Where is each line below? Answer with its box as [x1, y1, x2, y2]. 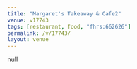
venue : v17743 [7, 17, 49, 24]
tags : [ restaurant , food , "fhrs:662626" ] [7, 23, 131, 30]
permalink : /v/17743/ [7, 29, 71, 37]
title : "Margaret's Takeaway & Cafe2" [7, 10, 121, 17]
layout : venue [7, 36, 49, 43]
